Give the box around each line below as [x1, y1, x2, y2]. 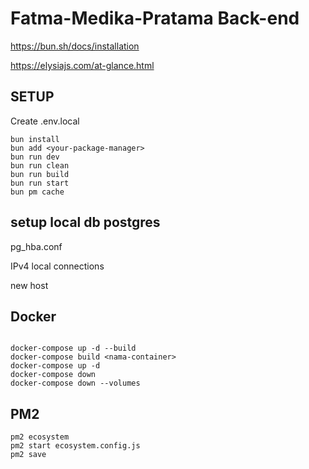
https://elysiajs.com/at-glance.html [10, 59, 155, 71]
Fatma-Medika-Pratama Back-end [10, 7, 300, 30]
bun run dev [10, 152, 60, 162]
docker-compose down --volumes [10, 378, 141, 389]
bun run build [10, 169, 70, 179]
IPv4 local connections [10, 260, 105, 272]
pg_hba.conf [10, 240, 63, 252]
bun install [10, 134, 60, 144]
